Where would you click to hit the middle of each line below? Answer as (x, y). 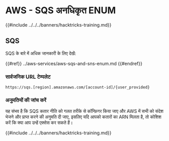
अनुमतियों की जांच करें (26, 100)
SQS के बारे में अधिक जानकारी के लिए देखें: (41, 53)
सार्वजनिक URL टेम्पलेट (28, 77)
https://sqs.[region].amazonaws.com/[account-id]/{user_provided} (78, 87)
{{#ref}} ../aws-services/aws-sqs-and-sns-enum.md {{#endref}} (74, 63)
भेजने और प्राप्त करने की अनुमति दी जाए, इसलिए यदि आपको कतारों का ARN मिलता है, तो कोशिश (83, 117)
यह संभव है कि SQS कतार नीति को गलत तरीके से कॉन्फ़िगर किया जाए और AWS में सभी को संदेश (84, 111)
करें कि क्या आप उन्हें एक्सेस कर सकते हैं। (39, 123)
